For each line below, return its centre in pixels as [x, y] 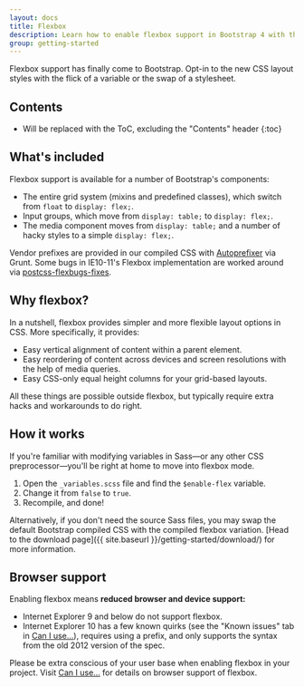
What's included [57, 157]
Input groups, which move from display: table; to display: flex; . [148, 216]
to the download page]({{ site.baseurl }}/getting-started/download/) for [142, 539]
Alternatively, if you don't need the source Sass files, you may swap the [143, 520]
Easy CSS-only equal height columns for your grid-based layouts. [145, 378]
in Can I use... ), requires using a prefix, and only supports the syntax [150, 636]
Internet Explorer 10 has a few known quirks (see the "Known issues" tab [158, 626]
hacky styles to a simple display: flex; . [98, 235]
